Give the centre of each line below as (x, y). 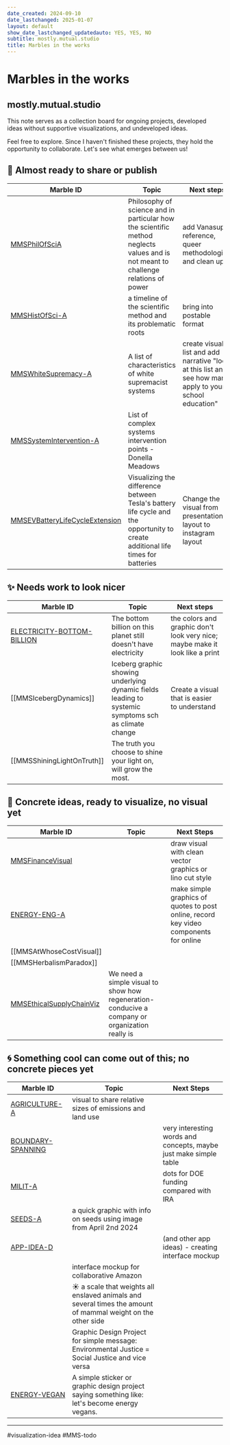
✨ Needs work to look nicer (66, 587)
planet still (128, 635)
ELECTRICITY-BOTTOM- (51, 631)
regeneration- (131, 1000)
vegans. (85, 1412)
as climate (128, 724)
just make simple (190, 1154)
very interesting (188, 1128)
